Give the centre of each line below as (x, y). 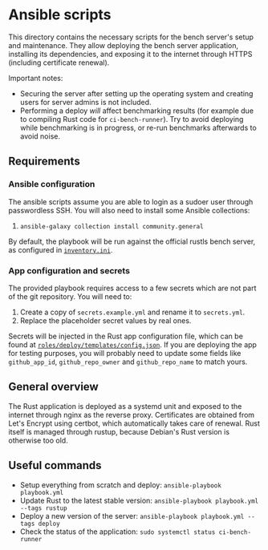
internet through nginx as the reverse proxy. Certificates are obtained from (132, 415)
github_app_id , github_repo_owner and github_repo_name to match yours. (128, 362)
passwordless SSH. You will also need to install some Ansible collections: (129, 210)
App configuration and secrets (69, 270)
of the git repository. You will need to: (70, 296)
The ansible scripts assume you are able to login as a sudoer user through (131, 201)
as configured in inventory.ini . (61, 249)
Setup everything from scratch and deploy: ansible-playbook (121, 485)
